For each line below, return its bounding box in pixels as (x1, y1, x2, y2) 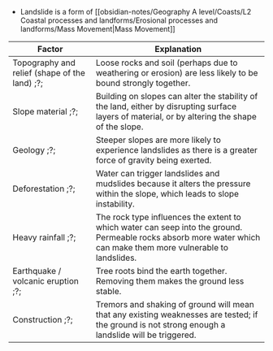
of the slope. (95, 121, 144, 132)
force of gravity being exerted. (95, 154, 212, 166)
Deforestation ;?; (12, 183, 76, 194)
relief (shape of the (12, 67, 85, 78)
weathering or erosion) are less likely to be (95, 67, 258, 78)
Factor (37, 44, 63, 54)
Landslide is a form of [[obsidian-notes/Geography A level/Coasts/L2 (19, 7, 252, 16)
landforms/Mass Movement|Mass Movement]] (19, 24, 176, 33)
